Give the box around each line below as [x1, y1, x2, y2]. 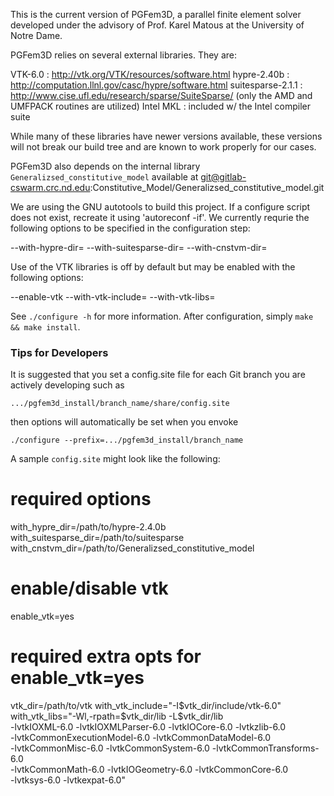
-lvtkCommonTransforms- [211, 742, 320, 754]
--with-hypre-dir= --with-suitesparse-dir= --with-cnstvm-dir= [10, 242, 268, 253]
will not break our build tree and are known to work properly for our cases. [10, 141, 317, 153]
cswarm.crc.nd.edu [10, 182, 91, 193]
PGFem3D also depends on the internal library [10, 160, 201, 172]
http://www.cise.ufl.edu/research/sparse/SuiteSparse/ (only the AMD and [10, 90, 313, 101]
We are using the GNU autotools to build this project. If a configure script [10, 201, 311, 213]
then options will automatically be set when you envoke [10, 416, 239, 428]
